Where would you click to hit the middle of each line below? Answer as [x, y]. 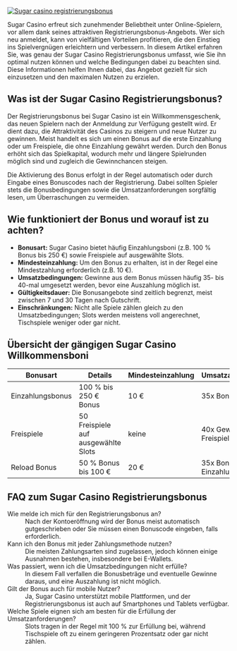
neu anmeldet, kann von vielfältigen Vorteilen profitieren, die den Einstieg [114, 39]
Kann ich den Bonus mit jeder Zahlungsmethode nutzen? [90, 544]
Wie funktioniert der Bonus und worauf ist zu [108, 220]
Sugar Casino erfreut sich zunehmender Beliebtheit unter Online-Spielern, [115, 24]
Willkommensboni [48, 356]
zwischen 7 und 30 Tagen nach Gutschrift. [79, 300]
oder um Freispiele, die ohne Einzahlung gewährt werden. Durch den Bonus [117, 146]
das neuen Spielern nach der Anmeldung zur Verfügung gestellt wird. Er [112, 123]
